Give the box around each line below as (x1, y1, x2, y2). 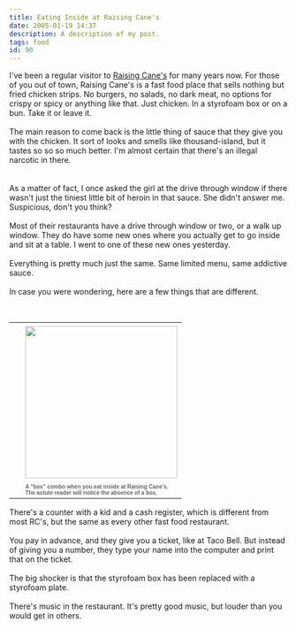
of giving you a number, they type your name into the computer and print (9, 545, 274, 556)
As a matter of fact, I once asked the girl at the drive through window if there (9, 183, 288, 194)
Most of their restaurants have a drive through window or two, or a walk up (9, 220, 282, 231)
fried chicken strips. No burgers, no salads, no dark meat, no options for (9, 89, 272, 100)
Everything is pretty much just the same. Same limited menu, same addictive (9, 258, 287, 269)
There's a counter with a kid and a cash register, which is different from (9, 507, 269, 518)
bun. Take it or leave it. (9, 108, 92, 119)
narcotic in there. (9, 155, 72, 165)
